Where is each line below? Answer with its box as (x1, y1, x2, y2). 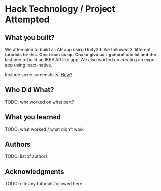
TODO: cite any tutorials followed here (5, 181, 82, 187)
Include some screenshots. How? (5, 72, 73, 77)
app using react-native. (5, 62, 53, 68)
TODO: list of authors (5, 153, 48, 159)
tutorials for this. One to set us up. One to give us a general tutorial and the (5, 52, 156, 57)
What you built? (5, 33, 55, 42)
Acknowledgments (5, 167, 65, 176)
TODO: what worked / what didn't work (5, 126, 84, 132)
